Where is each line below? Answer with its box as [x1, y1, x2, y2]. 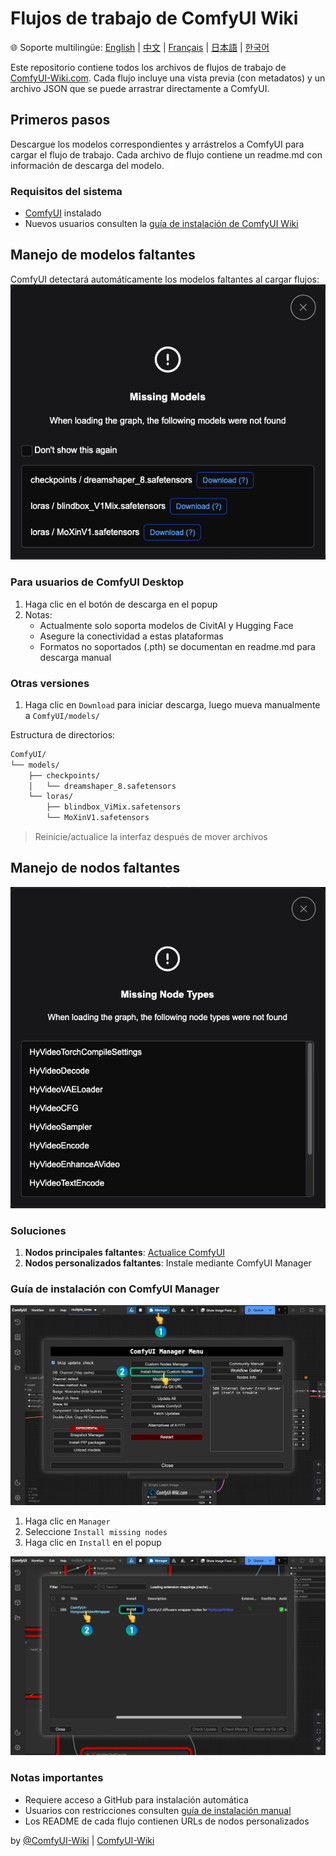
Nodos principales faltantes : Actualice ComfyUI [24, 1247, 226, 1259]
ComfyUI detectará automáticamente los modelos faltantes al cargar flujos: [10, 273, 320, 285]
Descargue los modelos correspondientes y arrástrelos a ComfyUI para [10, 138, 305, 150]
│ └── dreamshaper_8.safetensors [28, 781, 177, 791]
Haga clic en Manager [24, 1515, 111, 1527]
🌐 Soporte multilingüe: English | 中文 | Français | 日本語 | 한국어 [10, 41, 270, 53]
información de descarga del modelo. [10, 159, 165, 171]
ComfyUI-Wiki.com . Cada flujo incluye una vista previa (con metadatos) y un [10, 72, 326, 84]
